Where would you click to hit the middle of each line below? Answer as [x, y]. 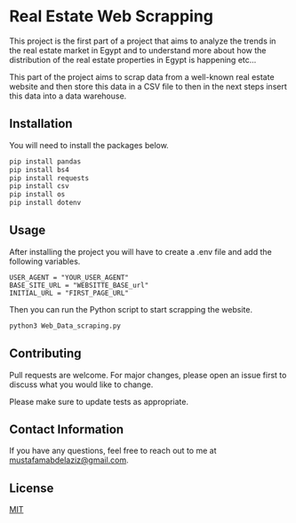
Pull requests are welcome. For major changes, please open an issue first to [148, 375]
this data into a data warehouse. [68, 96]
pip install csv [39, 186]
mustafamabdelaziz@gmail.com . [69, 460]
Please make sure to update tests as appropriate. [99, 401]
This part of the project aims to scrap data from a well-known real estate [142, 76]
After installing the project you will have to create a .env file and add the [141, 251]
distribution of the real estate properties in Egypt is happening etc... [133, 59]
